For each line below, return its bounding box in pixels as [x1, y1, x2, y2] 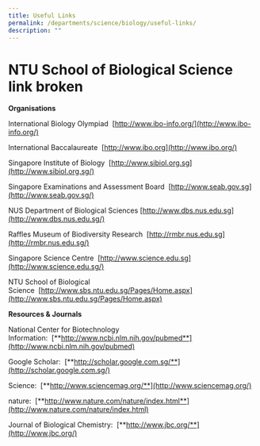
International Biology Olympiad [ [8, 119, 115, 129]
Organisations [8, 104, 56, 113]
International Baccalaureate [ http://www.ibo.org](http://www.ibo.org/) [8, 143, 238, 152]
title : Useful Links [8, 11, 77, 20]
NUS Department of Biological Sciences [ [8, 206, 143, 215]
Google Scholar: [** [8, 357, 75, 367]
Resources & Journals [8, 310, 82, 319]
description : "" [8, 26, 62, 34]
